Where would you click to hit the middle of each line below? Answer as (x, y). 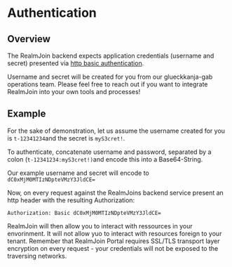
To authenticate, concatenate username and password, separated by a (109, 152)
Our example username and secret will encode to (78, 173)
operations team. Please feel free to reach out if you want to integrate (108, 84)
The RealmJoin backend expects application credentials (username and (111, 56)
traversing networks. (37, 256)
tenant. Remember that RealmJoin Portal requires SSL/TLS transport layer (114, 241)
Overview (29, 39)
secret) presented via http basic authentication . (76, 63)
